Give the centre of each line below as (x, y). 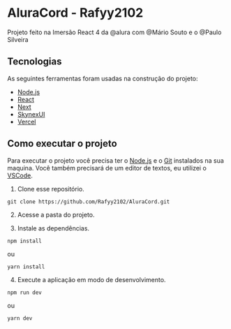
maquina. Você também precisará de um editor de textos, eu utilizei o (107, 168)
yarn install (26, 267)
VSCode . (20, 175)
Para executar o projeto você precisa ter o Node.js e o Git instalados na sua (116, 160)
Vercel (27, 122)
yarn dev (20, 318)
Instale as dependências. (53, 228)
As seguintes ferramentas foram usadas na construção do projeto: (103, 78)
